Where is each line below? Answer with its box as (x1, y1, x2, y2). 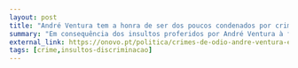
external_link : (9, 37, 66, 47)
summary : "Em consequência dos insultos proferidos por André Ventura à (9, 29, 284, 38)
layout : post (9, 12, 58, 22)
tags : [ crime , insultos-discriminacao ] (9, 46, 153, 55)
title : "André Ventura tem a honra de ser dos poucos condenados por (9, 21, 272, 30)
